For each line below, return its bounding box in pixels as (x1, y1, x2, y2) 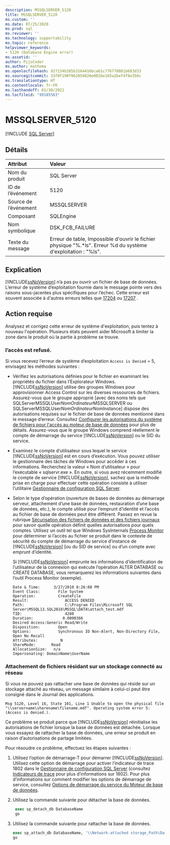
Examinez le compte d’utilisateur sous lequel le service (12, 448, 127, 454)
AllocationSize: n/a (12, 647, 61, 652)
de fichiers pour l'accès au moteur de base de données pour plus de (12, 421, 156, 428)
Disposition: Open (12, 625, 67, 630)
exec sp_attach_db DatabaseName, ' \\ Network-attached (12, 830, 129, 836)
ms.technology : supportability (5, 36, 71, 41)
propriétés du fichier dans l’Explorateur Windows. (12, 378, 116, 385)
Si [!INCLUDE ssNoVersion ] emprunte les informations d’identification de (12, 559, 163, 565)
